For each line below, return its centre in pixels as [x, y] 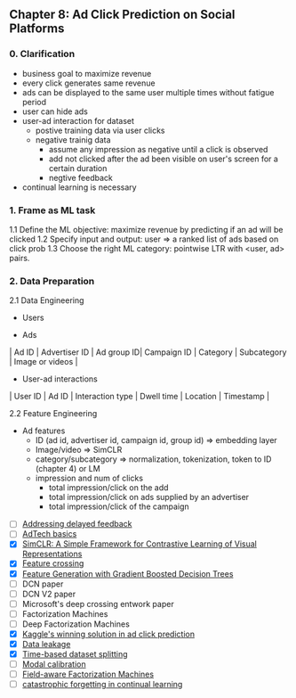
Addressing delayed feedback [77, 524]
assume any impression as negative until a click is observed [158, 149]
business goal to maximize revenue [87, 73]
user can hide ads [55, 111]
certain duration [78, 168]
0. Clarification [42, 54]
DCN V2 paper [49, 594]
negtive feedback [80, 177]
